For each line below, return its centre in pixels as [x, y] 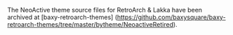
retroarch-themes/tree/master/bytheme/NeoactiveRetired [91, 24]
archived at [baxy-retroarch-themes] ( [62, 17]
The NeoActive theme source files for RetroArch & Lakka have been [105, 10]
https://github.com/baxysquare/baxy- [171, 17]
